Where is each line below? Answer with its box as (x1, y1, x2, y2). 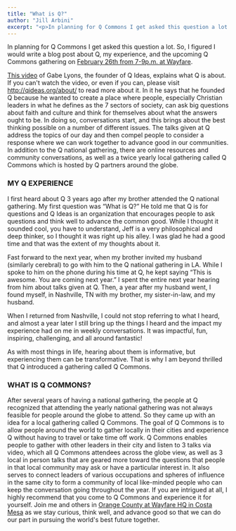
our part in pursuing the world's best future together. (7, 515, 160, 524)
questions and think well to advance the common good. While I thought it (7, 217, 219, 225)
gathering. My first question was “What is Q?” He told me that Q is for (7, 202, 209, 210)
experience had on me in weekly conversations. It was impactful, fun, (7, 326, 209, 335)
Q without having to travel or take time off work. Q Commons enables (7, 433, 208, 442)
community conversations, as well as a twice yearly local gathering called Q (7, 153, 227, 162)
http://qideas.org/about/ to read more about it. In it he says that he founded (7, 86, 225, 95)
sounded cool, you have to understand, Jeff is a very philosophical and (7, 224, 213, 233)
